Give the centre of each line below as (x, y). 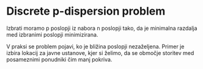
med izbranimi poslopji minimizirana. (52, 34)
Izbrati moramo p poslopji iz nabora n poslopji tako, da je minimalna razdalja (102, 28)
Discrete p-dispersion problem (86, 11)
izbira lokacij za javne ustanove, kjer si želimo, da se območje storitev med (100, 53)
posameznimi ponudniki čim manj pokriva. (59, 59)
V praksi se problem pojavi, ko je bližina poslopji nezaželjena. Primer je (95, 46)
